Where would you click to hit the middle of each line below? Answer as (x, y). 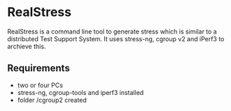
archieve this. (27, 46)
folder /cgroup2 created (52, 100)
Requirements (38, 68)
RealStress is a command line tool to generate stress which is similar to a (112, 31)
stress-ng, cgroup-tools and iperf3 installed (80, 92)
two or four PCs (40, 85)
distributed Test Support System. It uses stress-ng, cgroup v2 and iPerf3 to (116, 38)
